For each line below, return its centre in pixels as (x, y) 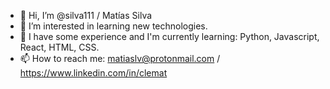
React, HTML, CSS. (59, 47)
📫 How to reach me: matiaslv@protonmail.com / (120, 58)
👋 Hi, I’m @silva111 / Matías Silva (86, 15)
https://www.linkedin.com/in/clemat (93, 73)
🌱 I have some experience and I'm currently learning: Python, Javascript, (169, 36)
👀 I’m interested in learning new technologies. (113, 26)
